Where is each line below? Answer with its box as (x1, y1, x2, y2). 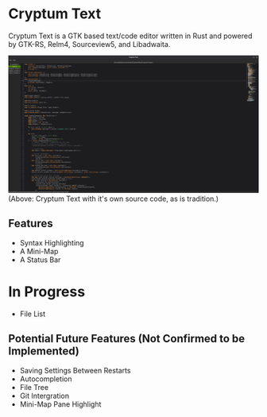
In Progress (8, 283, 86, 301)
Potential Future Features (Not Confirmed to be (8, 332, 246, 346)
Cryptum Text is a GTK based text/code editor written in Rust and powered (8, 31, 253, 41)
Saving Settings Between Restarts (19, 365, 131, 375)
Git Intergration (19, 391, 70, 400)
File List (19, 309, 46, 319)
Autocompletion (19, 374, 72, 384)
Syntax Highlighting (19, 237, 85, 247)
